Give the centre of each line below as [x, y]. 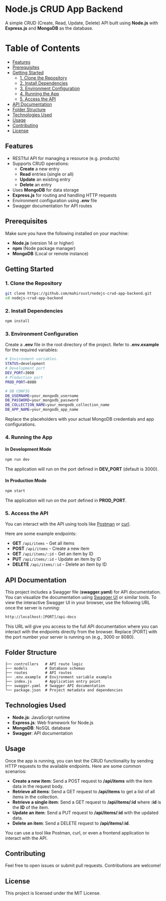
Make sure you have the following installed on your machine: [67, 233]
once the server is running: [33, 608]
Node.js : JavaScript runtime [41, 717]
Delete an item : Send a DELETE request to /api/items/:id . [71, 823]
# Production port [24, 377]
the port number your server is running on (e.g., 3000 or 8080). [70, 637]
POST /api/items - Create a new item [51, 549]
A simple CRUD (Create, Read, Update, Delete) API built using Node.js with [82, 23]
